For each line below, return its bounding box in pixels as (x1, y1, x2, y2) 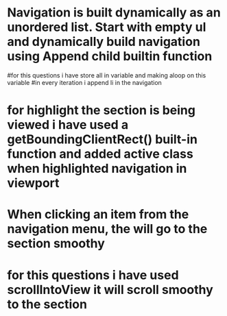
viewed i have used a (7, 117, 129, 133)
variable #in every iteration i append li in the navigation (7, 78, 163, 86)
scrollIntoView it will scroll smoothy (7, 282, 214, 297)
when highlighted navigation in (7, 161, 187, 176)
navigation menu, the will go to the (7, 221, 208, 237)
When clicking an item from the (7, 207, 189, 222)
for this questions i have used (7, 267, 180, 282)
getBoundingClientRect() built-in (7, 132, 198, 147)
